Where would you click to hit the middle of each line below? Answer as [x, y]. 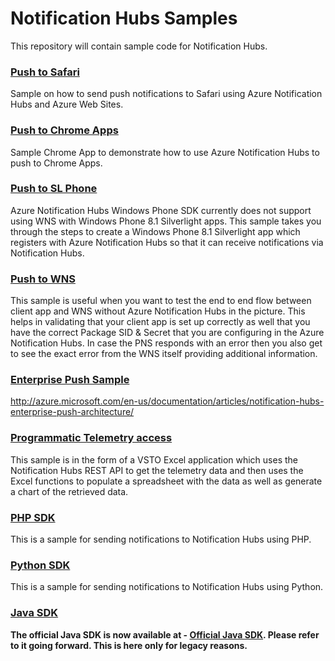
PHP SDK [33, 517]
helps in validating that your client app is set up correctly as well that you [160, 322]
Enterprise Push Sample [70, 380]
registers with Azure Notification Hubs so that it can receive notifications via [167, 242]
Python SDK [40, 565]
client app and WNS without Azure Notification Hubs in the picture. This [158, 311]
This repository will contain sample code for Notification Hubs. [139, 46]
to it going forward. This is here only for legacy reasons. [129, 645]
